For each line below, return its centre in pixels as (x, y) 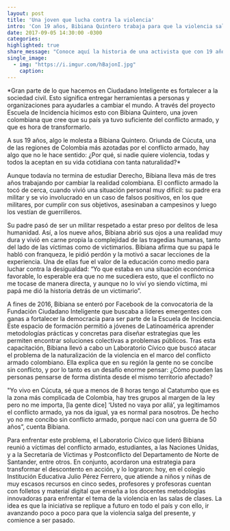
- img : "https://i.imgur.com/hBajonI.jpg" (75, 64)
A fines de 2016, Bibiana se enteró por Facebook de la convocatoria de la (110, 304)
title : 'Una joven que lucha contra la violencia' (81, 20)
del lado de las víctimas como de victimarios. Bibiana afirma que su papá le (113, 247)
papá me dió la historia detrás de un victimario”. (74, 291)
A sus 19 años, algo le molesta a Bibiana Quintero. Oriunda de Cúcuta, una (112, 140)
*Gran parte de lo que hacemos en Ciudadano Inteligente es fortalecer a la (113, 91)
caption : (32, 71)
